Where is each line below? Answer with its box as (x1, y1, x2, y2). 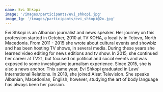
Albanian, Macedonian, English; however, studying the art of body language (5, 76, 158, 82)
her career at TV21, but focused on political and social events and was (5, 56, 147, 62)
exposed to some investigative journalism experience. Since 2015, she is (5, 61, 152, 67)
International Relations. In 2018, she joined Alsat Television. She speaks (5, 71, 149, 77)
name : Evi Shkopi (5, 7, 41, 12)
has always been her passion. (5, 82, 65, 88)
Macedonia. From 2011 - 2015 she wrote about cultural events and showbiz (5, 40, 157, 46)
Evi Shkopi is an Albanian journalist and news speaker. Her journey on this (5, 30, 155, 36)
